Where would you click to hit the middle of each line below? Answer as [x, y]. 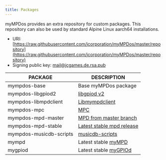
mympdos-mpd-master [36, 118]
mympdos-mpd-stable [35, 126]
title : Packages [22, 10]
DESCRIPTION [108, 77]
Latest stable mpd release [108, 126]
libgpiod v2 [91, 94]
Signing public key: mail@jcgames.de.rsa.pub [59, 65]
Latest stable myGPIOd [105, 150]
